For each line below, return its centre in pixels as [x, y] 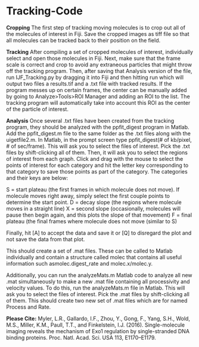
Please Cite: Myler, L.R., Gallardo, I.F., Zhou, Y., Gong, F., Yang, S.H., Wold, [98, 318]
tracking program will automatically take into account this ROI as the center [98, 102]
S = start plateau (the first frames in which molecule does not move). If [93, 189]
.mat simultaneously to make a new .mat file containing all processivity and [98, 281]
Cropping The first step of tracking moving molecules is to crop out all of [96, 28]
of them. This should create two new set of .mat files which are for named [97, 300]
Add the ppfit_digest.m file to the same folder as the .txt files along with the [98, 133]
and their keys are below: [37, 178]
